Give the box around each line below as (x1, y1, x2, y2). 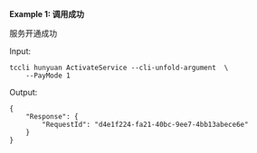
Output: (9, 87, 38, 97)
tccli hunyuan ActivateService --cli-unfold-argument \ (9, 63, 229, 72)
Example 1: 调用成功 (9, 9, 84, 19)
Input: (9, 46, 32, 57)
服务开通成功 (9, 28, 57, 39)
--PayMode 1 (25, 71, 71, 80)
